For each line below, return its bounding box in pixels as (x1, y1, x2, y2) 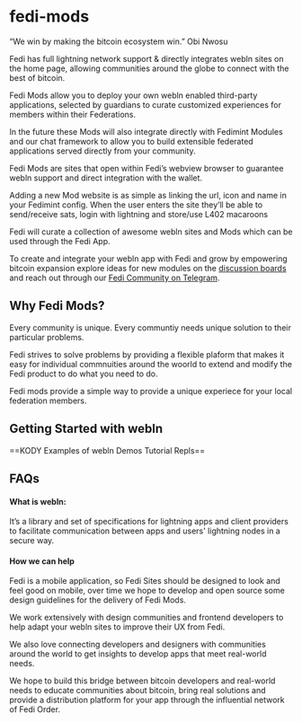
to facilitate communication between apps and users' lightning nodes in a (9, 525, 280, 536)
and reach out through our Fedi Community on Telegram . (9, 272, 220, 283)
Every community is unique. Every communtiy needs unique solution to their (9, 321, 292, 333)
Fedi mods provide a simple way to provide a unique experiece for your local (9, 385, 293, 396)
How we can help (9, 555, 75, 567)
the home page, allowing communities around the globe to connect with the (9, 63, 289, 74)
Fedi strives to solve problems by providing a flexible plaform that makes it (9, 348, 285, 360)
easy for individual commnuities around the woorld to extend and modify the (9, 358, 292, 369)
